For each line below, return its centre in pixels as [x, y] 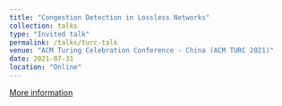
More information [41, 92]
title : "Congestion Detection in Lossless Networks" [110, 17]
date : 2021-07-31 [42, 59]
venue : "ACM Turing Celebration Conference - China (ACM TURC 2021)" [142, 51]
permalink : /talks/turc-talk [64, 42]
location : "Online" [46, 68]
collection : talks [43, 26]
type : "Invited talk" [50, 34]
